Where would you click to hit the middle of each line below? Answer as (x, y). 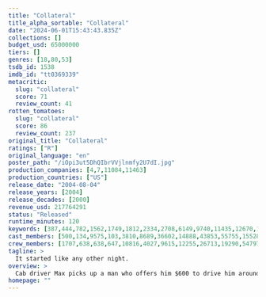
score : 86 (31, 126)
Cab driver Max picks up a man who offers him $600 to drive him (125, 273)
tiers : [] (25, 52)
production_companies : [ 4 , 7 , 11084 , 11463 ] (78, 170)
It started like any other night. (72, 258)
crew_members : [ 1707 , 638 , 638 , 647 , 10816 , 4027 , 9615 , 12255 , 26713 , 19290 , (125, 244)
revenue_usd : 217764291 (47, 207)
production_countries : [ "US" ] (58, 178)
